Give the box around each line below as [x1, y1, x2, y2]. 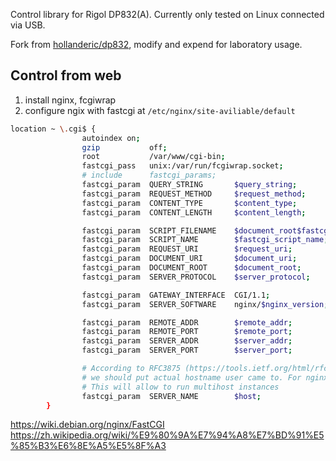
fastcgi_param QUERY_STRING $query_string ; [81, 180, 298, 190]
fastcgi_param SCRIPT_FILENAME [81, 225, 217, 236]
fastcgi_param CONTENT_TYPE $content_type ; [81, 198, 298, 208]
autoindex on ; [81, 133, 141, 143]
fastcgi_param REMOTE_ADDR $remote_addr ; [81, 317, 293, 328]
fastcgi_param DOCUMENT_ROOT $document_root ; [81, 263, 302, 273]
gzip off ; [81, 142, 168, 153]
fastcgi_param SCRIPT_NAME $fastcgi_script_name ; [81, 235, 329, 245]
